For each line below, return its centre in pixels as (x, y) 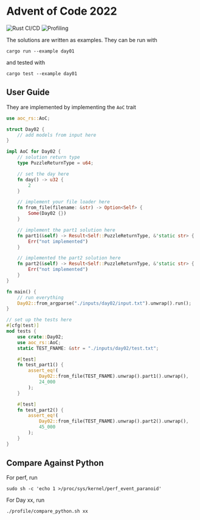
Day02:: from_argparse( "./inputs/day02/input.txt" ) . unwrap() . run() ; (104, 303)
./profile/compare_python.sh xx (47, 511)
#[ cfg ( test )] (23, 326)
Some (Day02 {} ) (47, 214)
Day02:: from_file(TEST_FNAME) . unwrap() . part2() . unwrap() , (114, 421)
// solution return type (49, 157)
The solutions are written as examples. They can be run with (82, 40)
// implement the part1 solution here (66, 230)
